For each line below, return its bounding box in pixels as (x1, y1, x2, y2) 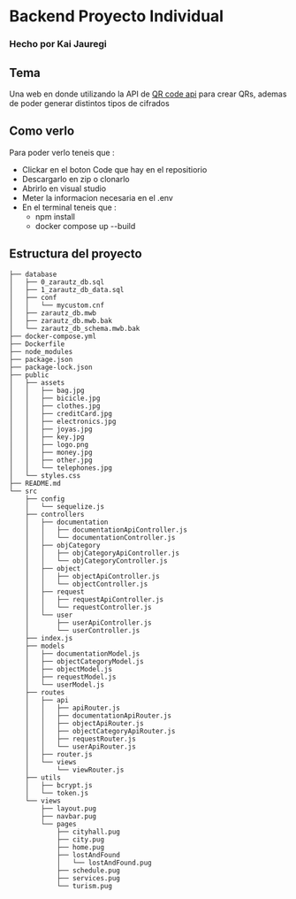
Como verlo (9, 124, 75, 139)
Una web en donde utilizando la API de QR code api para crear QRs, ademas (9, 88, 287, 99)
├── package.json (9, 355, 73, 364)
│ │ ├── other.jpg (9, 456, 93, 465)
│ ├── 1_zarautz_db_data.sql (9, 285, 125, 294)
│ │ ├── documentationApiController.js (25, 525, 188, 534)
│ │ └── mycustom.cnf (9, 301, 104, 310)
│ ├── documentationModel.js (25, 649, 140, 658)
